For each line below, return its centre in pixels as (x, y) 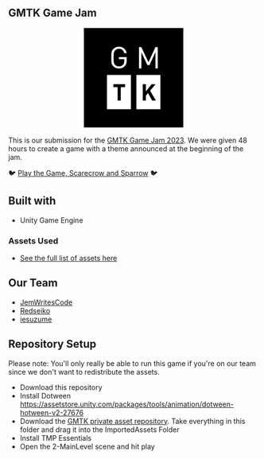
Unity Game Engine (51, 220)
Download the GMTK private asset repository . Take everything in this (132, 421)
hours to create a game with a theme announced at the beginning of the (126, 148)
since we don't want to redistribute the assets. (84, 371)
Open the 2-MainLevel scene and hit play (87, 446)
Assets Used (33, 240)
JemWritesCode (46, 302)
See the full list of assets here (68, 258)
